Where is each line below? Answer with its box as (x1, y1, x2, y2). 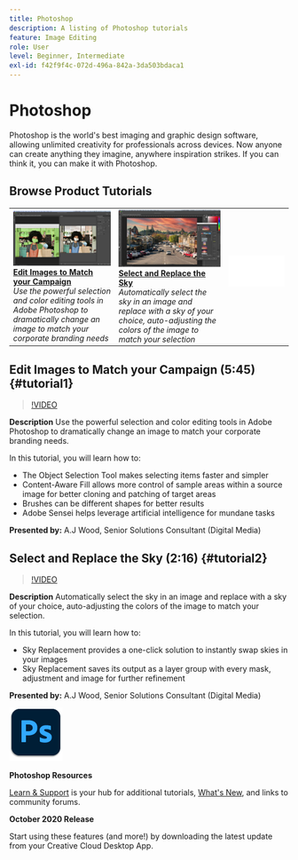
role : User (9, 43, 50, 51)
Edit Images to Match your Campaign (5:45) (9, 362, 255, 377)
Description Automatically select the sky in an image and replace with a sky (9, 591, 287, 603)
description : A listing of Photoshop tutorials (9, 23, 189, 33)
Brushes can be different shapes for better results (21, 498, 205, 509)
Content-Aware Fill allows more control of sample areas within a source (21, 479, 283, 490)
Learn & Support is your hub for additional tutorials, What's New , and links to (9, 787, 288, 798)
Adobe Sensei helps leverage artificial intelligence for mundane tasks (21, 508, 275, 518)
